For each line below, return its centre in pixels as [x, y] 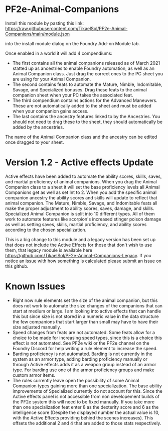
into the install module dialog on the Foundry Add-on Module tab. [73, 43]
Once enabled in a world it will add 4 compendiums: [59, 53]
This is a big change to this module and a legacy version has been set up [80, 239]
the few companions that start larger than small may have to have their [85, 321]
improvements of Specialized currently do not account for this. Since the [88, 391]
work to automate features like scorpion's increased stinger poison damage [83, 219]
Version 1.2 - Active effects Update [79, 163]
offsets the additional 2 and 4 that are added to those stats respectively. [87, 423]
